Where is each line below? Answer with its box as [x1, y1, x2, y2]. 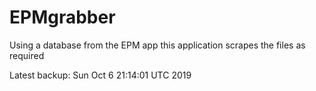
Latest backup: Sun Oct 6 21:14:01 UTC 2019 [9, 69, 192, 81]
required [9, 49, 45, 61]
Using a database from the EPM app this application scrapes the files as [9, 39, 306, 51]
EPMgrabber [9, 6, 116, 29]
